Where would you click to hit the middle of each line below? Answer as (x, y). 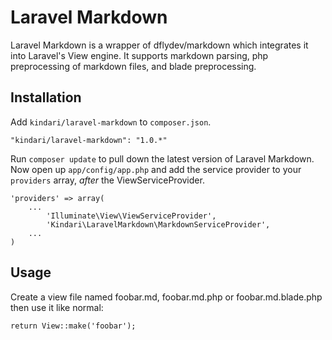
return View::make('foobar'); (73, 326)
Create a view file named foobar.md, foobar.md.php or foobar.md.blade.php (166, 297)
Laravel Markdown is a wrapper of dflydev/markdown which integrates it (159, 45)
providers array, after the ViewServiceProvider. (107, 180)
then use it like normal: (57, 307)
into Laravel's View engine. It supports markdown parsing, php (139, 55)
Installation (46, 97)
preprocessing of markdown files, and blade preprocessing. (133, 66)
